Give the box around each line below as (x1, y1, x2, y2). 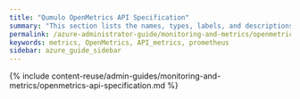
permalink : (9, 29, 50, 38)
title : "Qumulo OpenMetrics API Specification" (9, 12, 190, 22)
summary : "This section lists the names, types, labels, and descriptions (9, 21, 294, 30)
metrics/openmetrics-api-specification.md (9, 80, 166, 91)
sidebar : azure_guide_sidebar (9, 46, 122, 55)
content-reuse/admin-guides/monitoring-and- (51, 70, 221, 81)
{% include (9, 70, 50, 81)
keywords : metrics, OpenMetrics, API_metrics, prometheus (9, 37, 229, 47)
